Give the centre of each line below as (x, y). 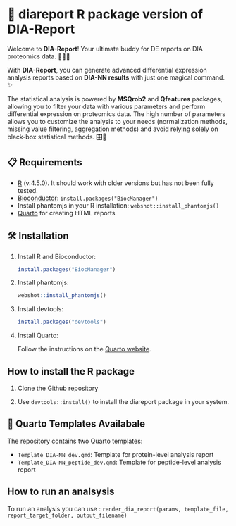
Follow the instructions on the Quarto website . (84, 349)
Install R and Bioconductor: (57, 256)
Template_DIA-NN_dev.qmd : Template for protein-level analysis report (116, 454)
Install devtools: (41, 309)
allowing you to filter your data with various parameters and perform (106, 106)
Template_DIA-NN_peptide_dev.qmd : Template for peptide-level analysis (119, 462)
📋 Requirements (45, 162)
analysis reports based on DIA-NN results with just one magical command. (116, 77)
